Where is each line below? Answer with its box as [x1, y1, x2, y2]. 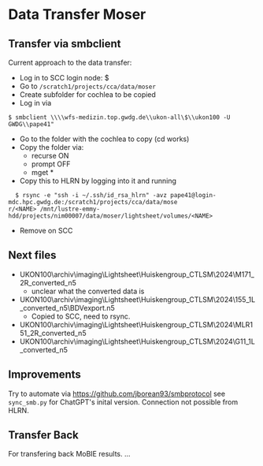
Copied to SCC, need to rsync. [31, 311, 131, 321]
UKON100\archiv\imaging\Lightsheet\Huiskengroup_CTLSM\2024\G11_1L [19, 337, 256, 346]
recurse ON [31, 151, 69, 160]
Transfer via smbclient [8, 37, 121, 50]
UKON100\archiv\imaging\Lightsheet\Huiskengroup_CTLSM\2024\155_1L [19, 294, 256, 304]
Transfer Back [8, 428, 79, 442]
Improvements [8, 368, 81, 382]
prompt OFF [31, 159, 71, 169]
